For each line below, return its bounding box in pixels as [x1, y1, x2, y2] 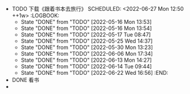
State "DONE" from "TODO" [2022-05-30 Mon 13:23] [20, 44, 153, 51]
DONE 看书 [11, 77, 40, 83]
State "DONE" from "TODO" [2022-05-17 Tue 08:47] [20, 31, 151, 38]
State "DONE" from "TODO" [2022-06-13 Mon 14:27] [20, 56, 152, 63]
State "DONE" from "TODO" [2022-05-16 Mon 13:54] [20, 25, 152, 32]
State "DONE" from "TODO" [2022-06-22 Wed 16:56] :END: [20, 69, 169, 76]
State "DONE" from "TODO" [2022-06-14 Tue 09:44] [20, 63, 152, 70]
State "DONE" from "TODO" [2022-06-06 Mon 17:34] [20, 50, 153, 57]
